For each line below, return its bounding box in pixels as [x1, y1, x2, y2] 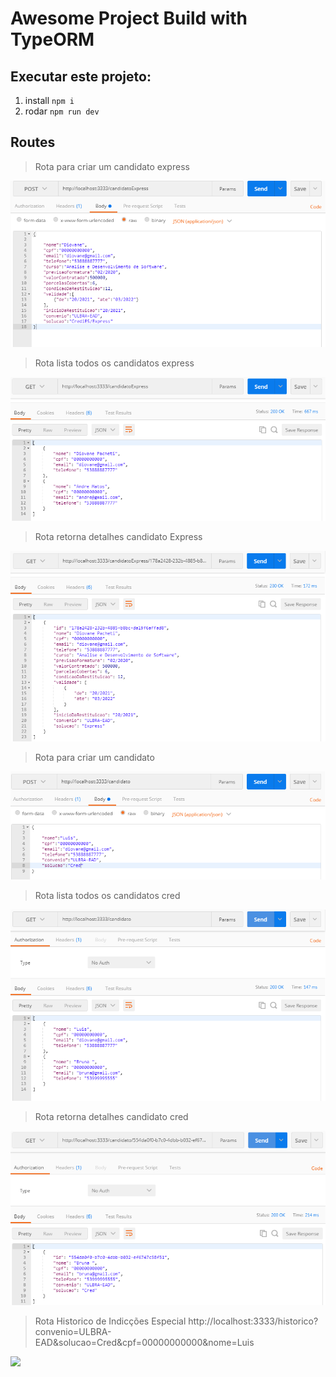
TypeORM [10, 28, 95, 51]
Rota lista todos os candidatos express [34, 357, 195, 369]
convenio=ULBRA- [34, 1326, 112, 1338]
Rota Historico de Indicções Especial [34, 1315, 187, 1327]
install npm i [24, 95, 75, 106]
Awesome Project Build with [10, 7, 248, 30]
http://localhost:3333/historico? [188, 1315, 319, 1327]
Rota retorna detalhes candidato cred [34, 1110, 189, 1122]
